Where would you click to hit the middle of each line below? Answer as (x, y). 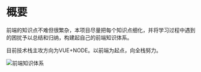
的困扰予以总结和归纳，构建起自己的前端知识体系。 (69, 37)
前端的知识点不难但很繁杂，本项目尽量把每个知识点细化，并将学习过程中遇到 (101, 30)
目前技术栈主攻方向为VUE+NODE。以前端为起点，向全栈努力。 (84, 50)
